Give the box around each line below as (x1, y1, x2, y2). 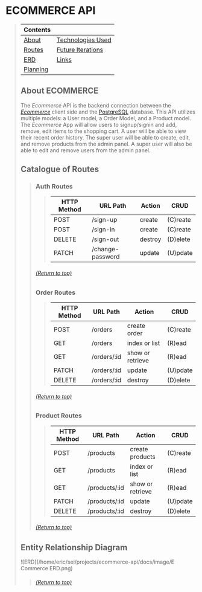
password (92, 253, 120, 261)
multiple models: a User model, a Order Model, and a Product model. (20, 114, 191, 121)
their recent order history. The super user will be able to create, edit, (20, 134, 191, 141)
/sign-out (92, 235, 119, 243)
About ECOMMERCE (20, 86, 99, 96)
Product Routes (35, 411, 82, 420)
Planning (23, 65, 49, 73)
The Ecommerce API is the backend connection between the (20, 101, 171, 109)
